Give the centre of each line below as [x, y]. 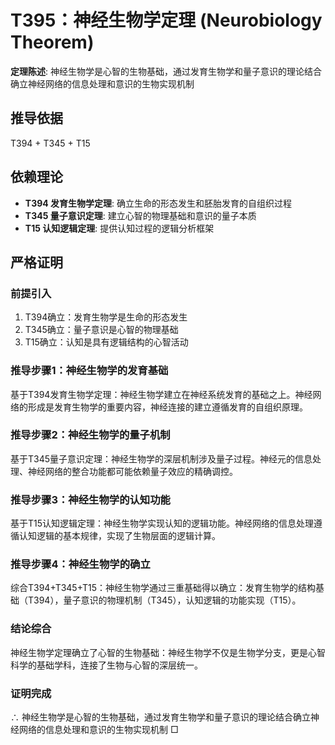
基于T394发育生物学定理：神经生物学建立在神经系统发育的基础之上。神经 [161, 394]
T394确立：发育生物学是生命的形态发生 [106, 317]
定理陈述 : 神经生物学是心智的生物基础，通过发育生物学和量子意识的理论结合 [166, 71]
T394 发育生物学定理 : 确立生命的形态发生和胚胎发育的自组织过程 [158, 203]
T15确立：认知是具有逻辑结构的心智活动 [106, 342]
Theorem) [52, 42]
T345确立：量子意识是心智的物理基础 [101, 330]
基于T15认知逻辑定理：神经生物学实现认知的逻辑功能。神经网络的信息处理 [162, 523]
